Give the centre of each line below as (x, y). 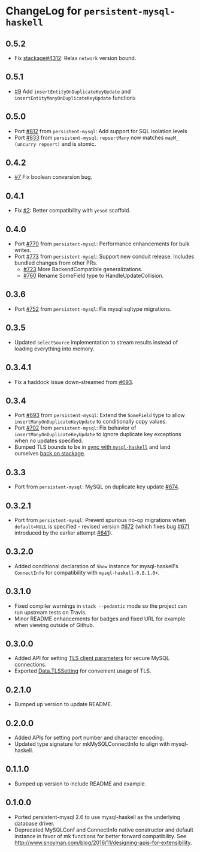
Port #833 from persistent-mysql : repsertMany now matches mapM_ (96, 137)
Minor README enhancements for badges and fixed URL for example (100, 619)
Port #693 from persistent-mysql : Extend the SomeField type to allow (99, 415)
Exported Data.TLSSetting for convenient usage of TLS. (83, 671)
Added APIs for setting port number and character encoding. (89, 737)
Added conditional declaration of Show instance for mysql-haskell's (96, 566)
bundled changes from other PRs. (56, 263)
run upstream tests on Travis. (50, 612)
